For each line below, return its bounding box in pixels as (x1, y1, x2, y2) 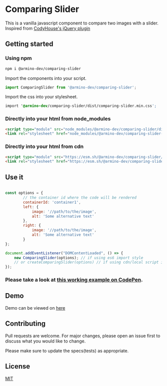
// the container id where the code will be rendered (23, 195, 137, 200)
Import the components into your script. (5, 75, 87, 81)
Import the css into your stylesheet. (5, 94, 78, 100)
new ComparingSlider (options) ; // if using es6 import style (14, 255, 143, 260)
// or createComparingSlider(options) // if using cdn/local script (14, 260, 159, 265)
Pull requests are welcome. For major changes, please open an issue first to (5, 333, 161, 339)
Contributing (5, 320, 46, 328)
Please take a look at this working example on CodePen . (5, 276, 143, 283)
